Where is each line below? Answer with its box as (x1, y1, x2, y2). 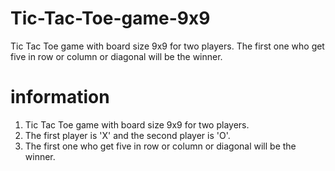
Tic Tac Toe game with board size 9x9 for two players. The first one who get (10, 40, 325, 52)
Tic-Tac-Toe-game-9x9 (10, 7, 211, 30)
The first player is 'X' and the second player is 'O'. (24, 129, 231, 141)
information (10, 86, 110, 109)
